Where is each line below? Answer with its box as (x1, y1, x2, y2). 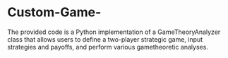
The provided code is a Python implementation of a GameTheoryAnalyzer (7, 28, 221, 36)
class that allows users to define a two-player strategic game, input (7, 35, 203, 43)
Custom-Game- (7, 4, 102, 21)
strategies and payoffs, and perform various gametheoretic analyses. (7, 42, 208, 51)
